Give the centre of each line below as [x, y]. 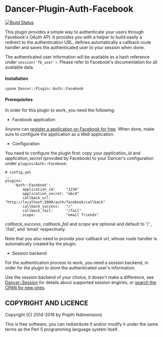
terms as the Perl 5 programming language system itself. [62, 329]
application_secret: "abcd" [51, 194]
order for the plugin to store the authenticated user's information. [70, 268]
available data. [19, 67]
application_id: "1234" [51, 189]
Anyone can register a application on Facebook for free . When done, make [80, 129]
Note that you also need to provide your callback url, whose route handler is [81, 239]
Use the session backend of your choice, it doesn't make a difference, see [80, 277]
